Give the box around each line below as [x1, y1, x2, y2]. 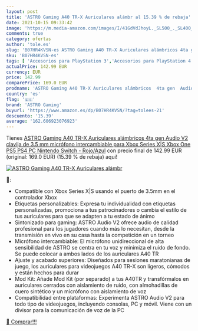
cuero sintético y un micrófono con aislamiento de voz [14, 288, 147, 295]
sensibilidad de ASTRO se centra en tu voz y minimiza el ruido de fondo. [14, 244, 190, 251]
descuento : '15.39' [6, 113, 54, 119]
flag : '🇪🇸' [6, 96, 35, 102]
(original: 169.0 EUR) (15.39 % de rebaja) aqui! [6, 153, 118, 160]
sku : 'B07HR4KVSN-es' [6, 53, 60, 58]
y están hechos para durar [14, 269, 80, 276]
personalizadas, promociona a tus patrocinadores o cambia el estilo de [14, 207, 187, 214]
